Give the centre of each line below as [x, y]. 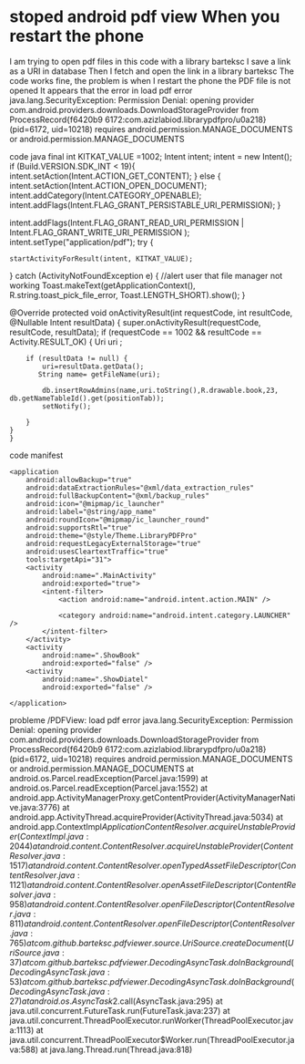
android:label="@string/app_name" [91, 511]
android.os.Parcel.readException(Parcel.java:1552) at [108, 788]
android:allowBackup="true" [79, 480]
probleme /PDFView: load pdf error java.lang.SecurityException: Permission [152, 720]
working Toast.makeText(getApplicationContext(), [102, 285]
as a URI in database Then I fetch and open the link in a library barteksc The [152, 71]
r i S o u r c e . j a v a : [37, 952]
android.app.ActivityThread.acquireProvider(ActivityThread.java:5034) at [147, 817]
